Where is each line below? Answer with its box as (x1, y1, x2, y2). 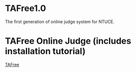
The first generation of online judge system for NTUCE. (5, 19, 115, 24)
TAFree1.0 (5, 3, 46, 14)
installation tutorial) (5, 46, 86, 57)
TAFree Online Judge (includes (5, 36, 132, 47)
